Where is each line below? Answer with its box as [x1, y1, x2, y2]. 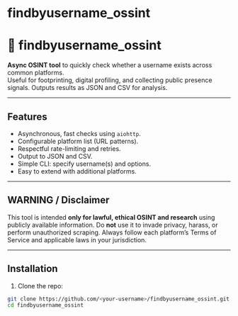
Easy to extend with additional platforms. [17, 167, 137, 175]
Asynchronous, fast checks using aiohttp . [17, 129, 142, 137]
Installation [7, 263, 58, 275]
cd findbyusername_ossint [7, 302, 84, 309]
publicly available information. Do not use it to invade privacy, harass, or [7, 220, 218, 229]
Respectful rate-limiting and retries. [17, 144, 122, 153]
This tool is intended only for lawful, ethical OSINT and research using [7, 213, 215, 221]
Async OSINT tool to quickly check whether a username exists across [7, 61, 212, 69]
